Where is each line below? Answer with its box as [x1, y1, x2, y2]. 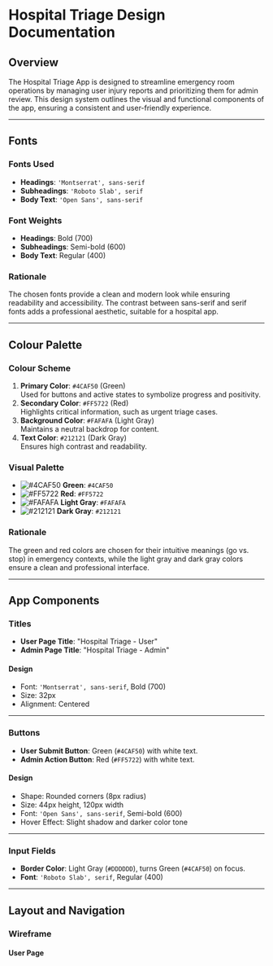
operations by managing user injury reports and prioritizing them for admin [8, 86, 258, 95]
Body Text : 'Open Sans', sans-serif [19, 194, 144, 204]
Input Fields [8, 845, 56, 856]
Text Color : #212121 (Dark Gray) [19, 433, 128, 442]
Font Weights [8, 214, 63, 226]
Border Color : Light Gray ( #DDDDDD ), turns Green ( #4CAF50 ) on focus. [19, 863, 246, 873]
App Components [8, 593, 100, 608]
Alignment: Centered [19, 699, 90, 709]
